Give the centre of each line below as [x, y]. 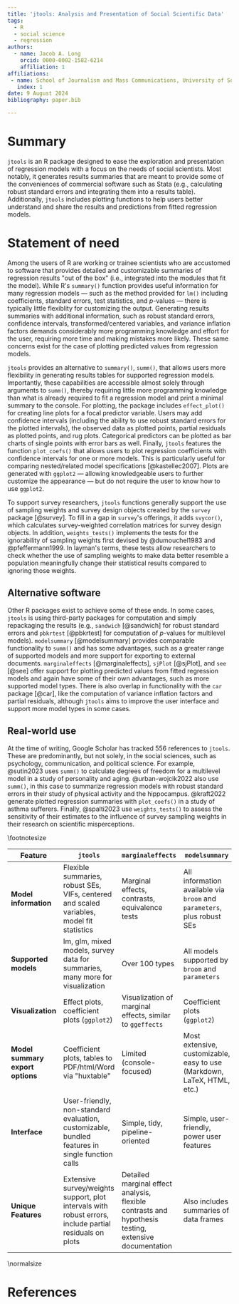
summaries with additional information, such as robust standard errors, [111, 316]
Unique [23, 1206]
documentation [147, 1246]
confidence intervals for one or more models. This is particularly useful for [116, 458]
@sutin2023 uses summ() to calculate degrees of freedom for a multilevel [114, 771]
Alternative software [54, 593]
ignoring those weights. [42, 570]
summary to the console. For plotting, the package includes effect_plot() [116, 405]
